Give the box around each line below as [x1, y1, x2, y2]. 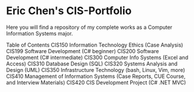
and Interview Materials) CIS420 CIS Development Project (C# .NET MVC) [6, 78, 186, 86]
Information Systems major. [6, 29, 73, 37]
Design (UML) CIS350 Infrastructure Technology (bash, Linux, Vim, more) [6, 66, 185, 73]
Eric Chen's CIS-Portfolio [6, 4, 132, 18]
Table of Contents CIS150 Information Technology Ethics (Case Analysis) [6, 41, 183, 48]
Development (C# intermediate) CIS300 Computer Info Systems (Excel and [6, 54, 189, 61]
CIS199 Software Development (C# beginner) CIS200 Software [6, 47, 159, 54]
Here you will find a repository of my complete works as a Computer [6, 24, 173, 31]
